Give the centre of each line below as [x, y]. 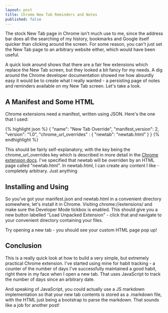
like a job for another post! [32, 305]
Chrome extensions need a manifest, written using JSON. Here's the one [80, 114]
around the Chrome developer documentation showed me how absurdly [79, 75]
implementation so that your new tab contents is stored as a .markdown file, [83, 294]
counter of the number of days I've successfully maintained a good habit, [81, 268]
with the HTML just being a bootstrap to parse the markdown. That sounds [82, 299]
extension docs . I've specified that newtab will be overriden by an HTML [80, 160]
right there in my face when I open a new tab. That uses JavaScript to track [83, 274]
